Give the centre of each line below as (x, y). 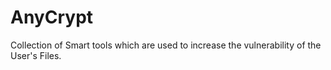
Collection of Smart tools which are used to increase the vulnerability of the (166, 45)
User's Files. (36, 55)
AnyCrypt (52, 17)
